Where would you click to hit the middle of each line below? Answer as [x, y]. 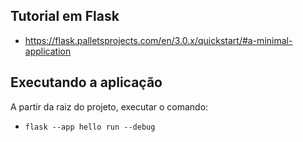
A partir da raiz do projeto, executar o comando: [109, 106]
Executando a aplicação [86, 82]
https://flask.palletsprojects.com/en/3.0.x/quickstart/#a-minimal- [158, 40]
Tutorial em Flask [65, 16]
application [48, 51]
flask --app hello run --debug [90, 127]
